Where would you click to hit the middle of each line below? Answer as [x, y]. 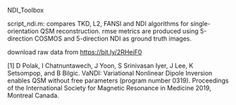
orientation [23, 31]
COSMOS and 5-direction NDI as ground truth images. [113, 38]
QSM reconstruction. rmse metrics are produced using [119, 31]
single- [200, 23]
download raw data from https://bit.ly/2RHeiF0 [75, 52]
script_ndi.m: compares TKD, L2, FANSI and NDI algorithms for [98, 23]
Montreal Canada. [33, 95]
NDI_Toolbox [26, 10]
